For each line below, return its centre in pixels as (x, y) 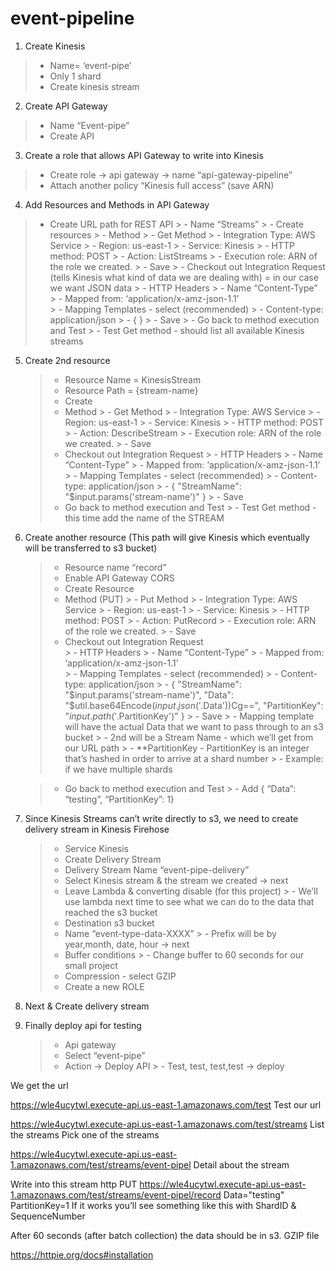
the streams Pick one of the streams (85, 1134)
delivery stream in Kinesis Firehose (97, 829)
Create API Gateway (66, 106)
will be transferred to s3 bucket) (91, 548)
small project (91, 965)
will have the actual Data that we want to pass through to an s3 (194, 726)
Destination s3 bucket (109, 923)
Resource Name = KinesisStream (133, 379)
